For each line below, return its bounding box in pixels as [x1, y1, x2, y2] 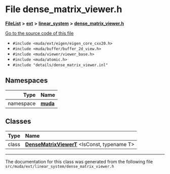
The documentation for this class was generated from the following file [5, 158, 153, 164]
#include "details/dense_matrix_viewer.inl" [12, 62, 108, 67]
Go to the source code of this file [5, 30, 74, 36]
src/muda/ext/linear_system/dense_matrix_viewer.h [5, 164, 114, 169]
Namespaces [5, 76, 48, 85]
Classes [5, 117, 31, 126]
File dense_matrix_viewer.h [5, 4, 122, 15]
